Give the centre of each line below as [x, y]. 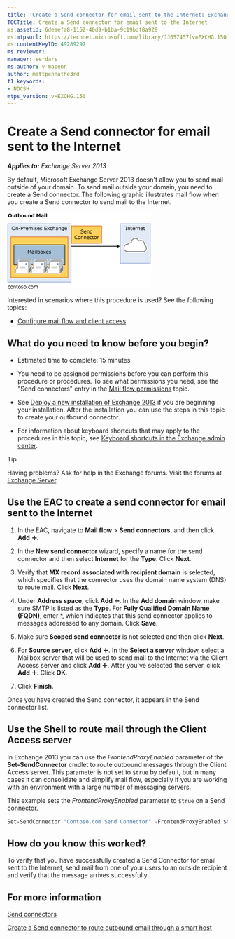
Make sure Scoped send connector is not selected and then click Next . [121, 636]
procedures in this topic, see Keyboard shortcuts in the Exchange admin [121, 438]
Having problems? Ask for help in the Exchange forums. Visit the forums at [115, 473]
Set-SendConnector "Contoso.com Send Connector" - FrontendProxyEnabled [114, 822]
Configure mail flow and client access [72, 321]
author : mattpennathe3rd [43, 74]
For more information [54, 897]
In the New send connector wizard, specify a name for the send [110, 551]
